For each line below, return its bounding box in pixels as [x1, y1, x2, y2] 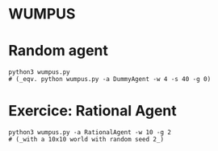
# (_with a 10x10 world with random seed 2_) [8, 136, 164, 144]
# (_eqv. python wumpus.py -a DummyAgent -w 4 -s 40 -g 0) [8, 75, 212, 84]
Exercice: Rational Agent [8, 102, 178, 120]
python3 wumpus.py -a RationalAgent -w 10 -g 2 [8, 129, 172, 137]
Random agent [8, 42, 109, 60]
